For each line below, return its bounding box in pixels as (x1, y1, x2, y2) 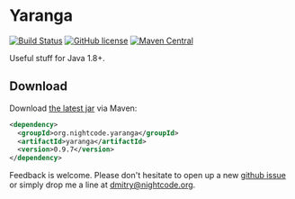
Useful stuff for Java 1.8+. (9, 52, 105, 63)
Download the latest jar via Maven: (9, 103, 138, 113)
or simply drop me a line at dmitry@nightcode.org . (9, 179, 196, 190)
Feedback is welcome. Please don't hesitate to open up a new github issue (9, 170, 286, 181)
